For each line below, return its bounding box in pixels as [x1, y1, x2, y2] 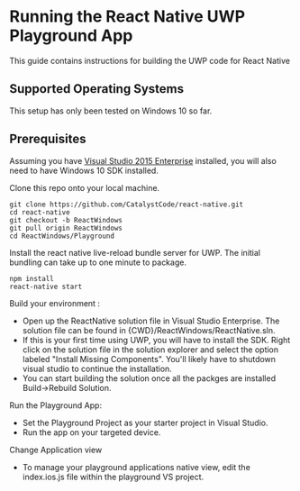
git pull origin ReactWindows [9, 223, 123, 232]
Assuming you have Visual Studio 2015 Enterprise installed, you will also [9, 155, 277, 166]
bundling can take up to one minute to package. [9, 257, 187, 268]
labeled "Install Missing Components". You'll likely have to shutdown [22, 353, 277, 364]
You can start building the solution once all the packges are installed [22, 372, 277, 384]
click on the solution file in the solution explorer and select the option [22, 344, 279, 355]
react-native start [9, 282, 83, 291]
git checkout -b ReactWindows [9, 215, 123, 224]
